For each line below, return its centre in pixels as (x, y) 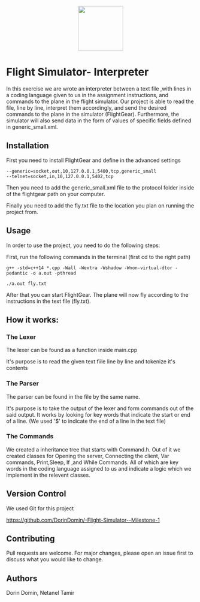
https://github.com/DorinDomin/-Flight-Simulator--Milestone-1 (83, 520)
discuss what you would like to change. (55, 559)
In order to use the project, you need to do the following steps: (83, 245)
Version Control (36, 494)
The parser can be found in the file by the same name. (73, 396)
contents (17, 368)
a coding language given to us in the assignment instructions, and (87, 95)
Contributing (31, 539)
